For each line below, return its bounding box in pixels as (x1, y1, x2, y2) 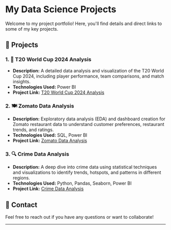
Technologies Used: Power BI (12, 84, 76, 90)
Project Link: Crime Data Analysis (12, 186, 84, 192)
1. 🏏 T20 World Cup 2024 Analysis (5, 56, 92, 63)
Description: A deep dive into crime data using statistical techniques (12, 164, 157, 170)
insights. (12, 78, 31, 85)
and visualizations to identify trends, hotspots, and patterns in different (12, 169, 161, 175)
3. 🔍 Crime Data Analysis (5, 150, 70, 158)
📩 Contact (5, 200, 38, 209)
